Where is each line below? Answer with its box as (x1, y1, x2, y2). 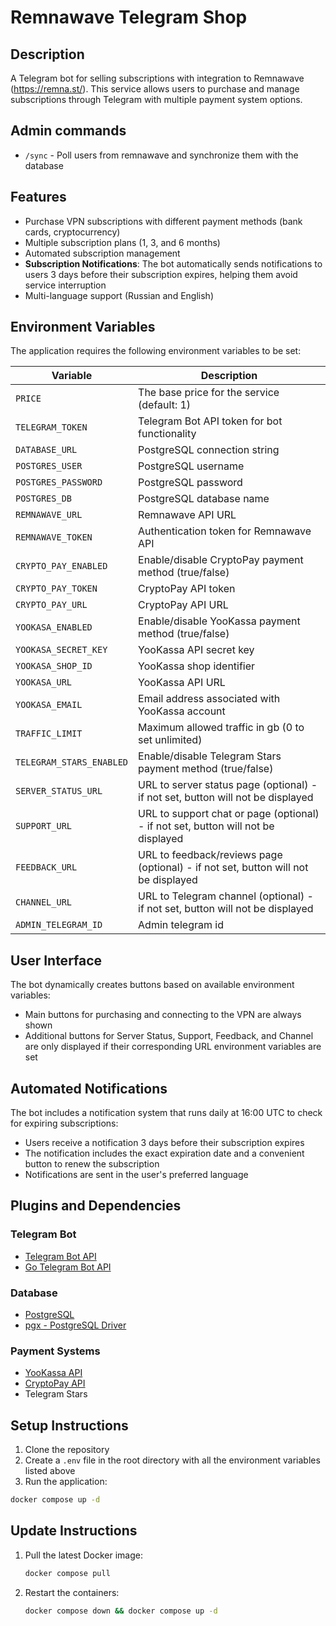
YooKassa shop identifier (138, 659, 256, 673)
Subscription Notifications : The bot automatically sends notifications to (24, 257, 323, 270)
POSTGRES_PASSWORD (15, 477, 103, 488)
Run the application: (24, 1476, 108, 1488)
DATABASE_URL (15, 444, 78, 456)
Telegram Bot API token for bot (138, 414, 283, 428)
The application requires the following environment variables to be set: (10, 345, 302, 357)
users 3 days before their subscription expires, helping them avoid (24, 268, 298, 280)
